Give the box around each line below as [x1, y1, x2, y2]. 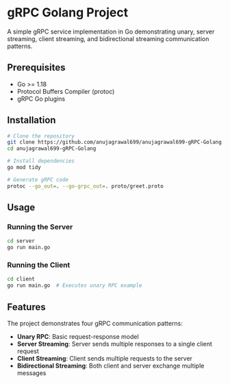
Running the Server [7, 222, 73, 231]
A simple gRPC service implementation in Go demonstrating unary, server [7, 27, 215, 36]
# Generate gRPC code [7, 176, 69, 183]
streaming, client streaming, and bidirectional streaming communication [7, 34, 209, 42]
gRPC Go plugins [16, 94, 66, 103]
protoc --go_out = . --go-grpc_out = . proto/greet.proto [7, 183, 164, 190]
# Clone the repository [7, 132, 75, 140]
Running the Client [7, 260, 71, 270]
